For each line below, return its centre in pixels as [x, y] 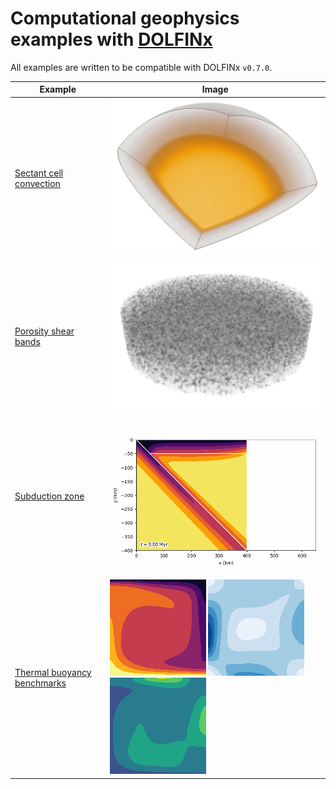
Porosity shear [44, 331]
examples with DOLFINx [111, 39]
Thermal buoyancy [53, 673]
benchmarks [40, 683]
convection [37, 183]
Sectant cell [39, 173]
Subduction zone [49, 496]
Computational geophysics [125, 18]
